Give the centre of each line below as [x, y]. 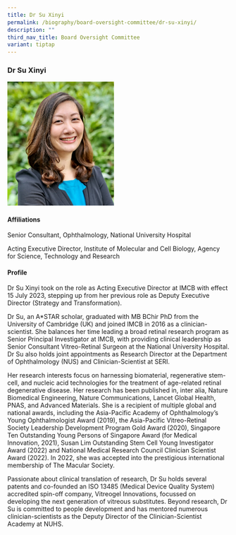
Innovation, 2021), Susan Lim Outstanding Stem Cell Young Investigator [111, 443]
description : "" [31, 30]
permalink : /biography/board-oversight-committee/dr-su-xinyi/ [102, 22]
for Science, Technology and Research [64, 256]
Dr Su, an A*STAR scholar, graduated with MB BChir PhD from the [103, 317]
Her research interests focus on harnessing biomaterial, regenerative [107, 375]
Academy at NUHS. [36, 524]
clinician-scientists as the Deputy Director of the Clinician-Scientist [105, 517]
